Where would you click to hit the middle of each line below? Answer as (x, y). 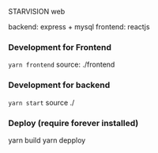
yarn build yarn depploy (47, 140)
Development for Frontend (60, 47)
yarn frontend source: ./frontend (62, 65)
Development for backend (59, 85)
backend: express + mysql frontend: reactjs (79, 27)
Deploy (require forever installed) (73, 123)
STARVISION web (37, 11)
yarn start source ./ (41, 102)
